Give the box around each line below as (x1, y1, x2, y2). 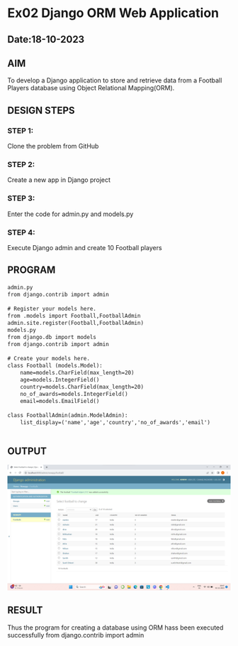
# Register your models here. (7, 305, 97, 312)
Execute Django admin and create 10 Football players (7, 243, 162, 252)
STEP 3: (7, 193, 35, 203)
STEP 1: (7, 126, 34, 136)
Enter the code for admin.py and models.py (7, 210, 134, 218)
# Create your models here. (7, 355, 91, 362)
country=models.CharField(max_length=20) (20, 383, 144, 390)
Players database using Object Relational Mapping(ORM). (7, 84, 175, 92)
